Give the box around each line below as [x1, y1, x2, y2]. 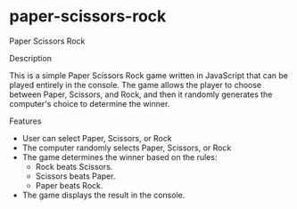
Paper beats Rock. [35, 180, 103, 190]
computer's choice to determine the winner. [9, 98, 170, 109]
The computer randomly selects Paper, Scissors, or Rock [21, 142, 232, 153]
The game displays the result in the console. [21, 189, 186, 200]
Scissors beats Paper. [35, 171, 116, 181]
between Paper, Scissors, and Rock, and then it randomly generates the [9, 89, 273, 100]
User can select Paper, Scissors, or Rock [21, 133, 172, 143]
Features [9, 116, 42, 126]
